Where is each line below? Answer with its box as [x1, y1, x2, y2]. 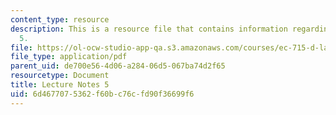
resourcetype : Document [10, 71, 110, 81]
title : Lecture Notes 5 [10, 80, 110, 90]
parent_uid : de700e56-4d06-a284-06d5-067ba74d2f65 [10, 61, 226, 71]
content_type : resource [10, 14, 110, 25]
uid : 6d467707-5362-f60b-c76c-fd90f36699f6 [10, 89, 195, 99]
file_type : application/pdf [10, 52, 128, 62]
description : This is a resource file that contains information [10, 24, 288, 34]
